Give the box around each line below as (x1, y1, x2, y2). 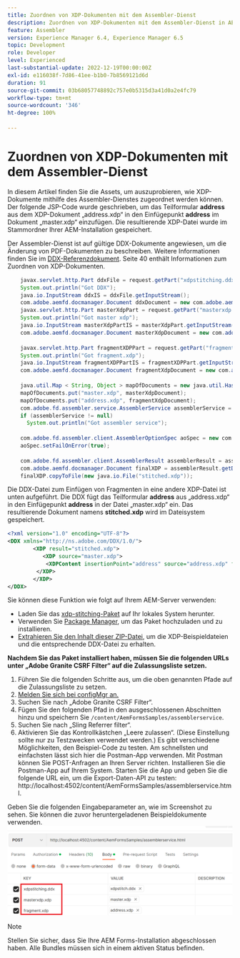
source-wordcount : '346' (7, 102, 81, 109)
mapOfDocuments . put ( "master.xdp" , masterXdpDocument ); (20, 389, 187, 396)
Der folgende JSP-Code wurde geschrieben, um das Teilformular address (7, 202, 225, 211)
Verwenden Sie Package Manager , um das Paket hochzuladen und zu (17, 617, 223, 626)
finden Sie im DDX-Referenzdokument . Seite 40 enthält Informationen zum (7, 254, 227, 263)
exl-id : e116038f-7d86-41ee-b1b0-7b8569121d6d (7, 71, 149, 79)
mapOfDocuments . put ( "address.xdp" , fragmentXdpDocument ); (20, 397, 196, 404)
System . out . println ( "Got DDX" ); (20, 284, 116, 291)
